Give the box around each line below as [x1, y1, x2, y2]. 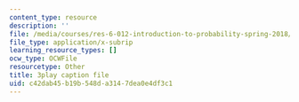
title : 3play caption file [9, 71, 109, 80]
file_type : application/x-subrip [9, 37, 133, 47]
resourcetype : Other [9, 63, 86, 72]
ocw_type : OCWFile [9, 54, 77, 63]
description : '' [9, 21, 69, 30]
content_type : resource [9, 12, 98, 22]
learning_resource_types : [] [9, 46, 117, 55]
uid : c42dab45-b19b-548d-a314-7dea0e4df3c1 [9, 79, 174, 88]
